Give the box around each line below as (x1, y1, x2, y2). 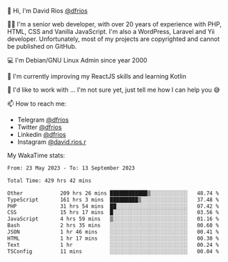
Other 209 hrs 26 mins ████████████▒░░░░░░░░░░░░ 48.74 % (7, 190, 219, 197)
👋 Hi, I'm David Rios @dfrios (7, 7, 88, 15)
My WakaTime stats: (7, 152, 65, 159)
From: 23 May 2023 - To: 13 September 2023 (7, 165, 136, 172)
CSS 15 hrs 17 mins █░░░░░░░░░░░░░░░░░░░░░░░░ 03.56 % (7, 209, 219, 216)
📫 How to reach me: (7, 99, 67, 108)
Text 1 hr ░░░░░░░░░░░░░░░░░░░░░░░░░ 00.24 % (7, 241, 219, 248)
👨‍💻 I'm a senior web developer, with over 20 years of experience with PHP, (7, 20, 222, 28)
